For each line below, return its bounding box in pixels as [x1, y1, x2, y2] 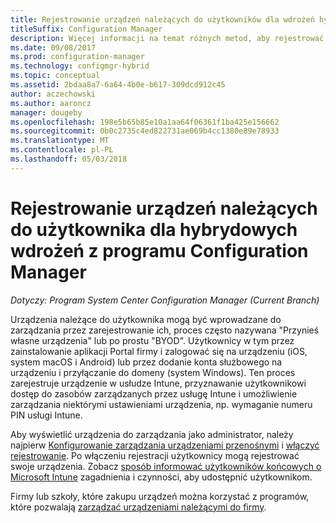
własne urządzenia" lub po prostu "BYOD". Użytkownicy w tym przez [10, 334, 295, 346]
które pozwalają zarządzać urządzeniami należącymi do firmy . [10, 501, 267, 513]
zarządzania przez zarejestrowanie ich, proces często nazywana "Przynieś [10, 324, 320, 336]
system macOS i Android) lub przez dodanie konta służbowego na [10, 356, 283, 368]
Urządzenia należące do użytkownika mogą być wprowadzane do [10, 313, 282, 325]
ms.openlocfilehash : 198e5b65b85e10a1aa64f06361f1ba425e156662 [10, 117, 280, 127]
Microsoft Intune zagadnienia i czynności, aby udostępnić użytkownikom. [10, 471, 313, 483]
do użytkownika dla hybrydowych [10, 218, 298, 241]
